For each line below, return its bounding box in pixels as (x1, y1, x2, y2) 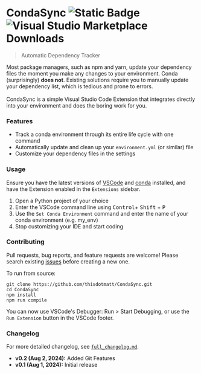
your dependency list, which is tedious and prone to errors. (6, 82, 153, 90)
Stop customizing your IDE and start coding (14, 222, 124, 230)
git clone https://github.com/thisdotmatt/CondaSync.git (6, 281, 153, 287)
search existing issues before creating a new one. (6, 257, 130, 265)
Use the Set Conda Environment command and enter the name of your (14, 210, 188, 217)
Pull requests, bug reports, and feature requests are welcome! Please (6, 251, 179, 259)
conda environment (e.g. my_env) (14, 216, 98, 224)
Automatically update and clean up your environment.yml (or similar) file (14, 144, 194, 151)
